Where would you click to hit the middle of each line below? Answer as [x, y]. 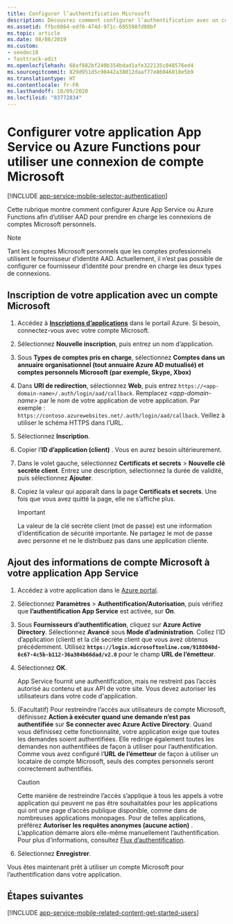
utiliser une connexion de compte [106, 162]
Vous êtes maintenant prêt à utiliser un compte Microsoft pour [96, 867]
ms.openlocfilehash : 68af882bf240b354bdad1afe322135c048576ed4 [101, 65]
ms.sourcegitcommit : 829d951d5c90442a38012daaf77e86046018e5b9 [101, 72]
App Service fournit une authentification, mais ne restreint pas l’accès [117, 681]
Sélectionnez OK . [42, 667]
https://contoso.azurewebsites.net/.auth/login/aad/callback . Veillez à [121, 415]
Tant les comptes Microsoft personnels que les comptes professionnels [109, 251]
